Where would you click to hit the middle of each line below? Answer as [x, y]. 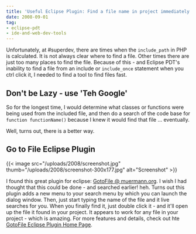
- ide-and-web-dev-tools [36, 33]
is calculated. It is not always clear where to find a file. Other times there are [98, 56]
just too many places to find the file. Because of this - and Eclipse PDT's [93, 63]
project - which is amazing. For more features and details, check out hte [93, 218]
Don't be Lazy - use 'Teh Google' [67, 93]
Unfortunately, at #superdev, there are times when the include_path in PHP [97, 50]
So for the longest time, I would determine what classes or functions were [95, 107]
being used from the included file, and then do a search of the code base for [98, 113]
